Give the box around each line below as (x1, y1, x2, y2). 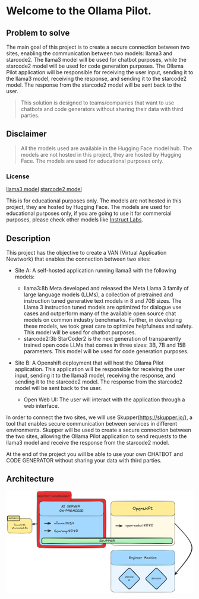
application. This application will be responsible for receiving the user (14, 365, 185, 372)
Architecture (6, 474, 55, 484)
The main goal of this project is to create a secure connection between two (6, 43, 190, 50)
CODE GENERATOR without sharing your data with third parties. (6, 457, 162, 464)
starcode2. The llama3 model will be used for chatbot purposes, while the (6, 56, 187, 63)
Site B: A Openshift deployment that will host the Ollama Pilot (14, 359, 164, 366)
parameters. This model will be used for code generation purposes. (23, 347, 189, 354)
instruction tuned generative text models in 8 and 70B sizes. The (23, 297, 182, 304)
